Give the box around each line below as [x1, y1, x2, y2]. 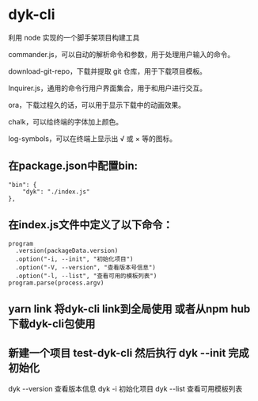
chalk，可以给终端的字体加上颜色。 [8, 116, 123, 126]
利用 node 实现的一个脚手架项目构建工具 [8, 32, 140, 42]
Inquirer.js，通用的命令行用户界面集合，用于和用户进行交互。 [8, 83, 207, 93]
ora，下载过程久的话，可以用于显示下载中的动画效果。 [8, 100, 186, 109]
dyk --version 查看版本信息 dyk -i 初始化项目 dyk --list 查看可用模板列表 [8, 384, 243, 393]
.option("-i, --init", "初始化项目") [15, 255, 134, 263]
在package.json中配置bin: [8, 159, 138, 173]
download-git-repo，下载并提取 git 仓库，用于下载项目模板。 [8, 66, 207, 76]
